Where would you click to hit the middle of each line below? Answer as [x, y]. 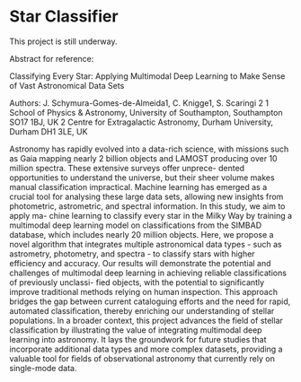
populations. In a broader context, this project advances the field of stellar [146, 320]
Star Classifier [64, 17]
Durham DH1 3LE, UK [49, 131]
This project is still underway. [63, 41]
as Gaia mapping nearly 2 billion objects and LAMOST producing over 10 [143, 158]
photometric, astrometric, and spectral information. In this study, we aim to [147, 206]
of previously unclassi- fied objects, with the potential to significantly [137, 282]
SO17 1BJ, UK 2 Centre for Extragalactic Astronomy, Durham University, [142, 122]
